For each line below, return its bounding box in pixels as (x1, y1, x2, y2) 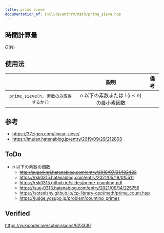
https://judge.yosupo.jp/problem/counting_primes (19, 195, 120, 201)
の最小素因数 (96, 100, 126, 106)
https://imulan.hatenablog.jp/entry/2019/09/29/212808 (12, 136, 122, 142)
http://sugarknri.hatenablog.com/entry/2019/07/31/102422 (19, 169, 137, 175)
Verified (5, 210, 30, 218)
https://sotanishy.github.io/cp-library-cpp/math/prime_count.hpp (19, 190, 150, 196)
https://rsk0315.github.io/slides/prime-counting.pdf (19, 179, 123, 186)
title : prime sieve (5, 7, 45, 12)
